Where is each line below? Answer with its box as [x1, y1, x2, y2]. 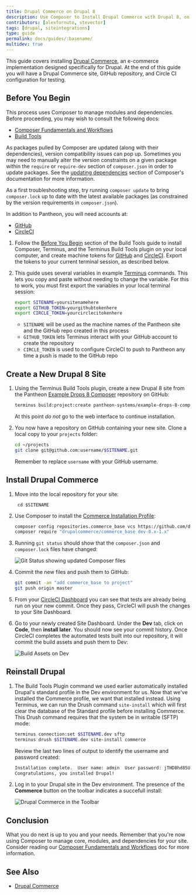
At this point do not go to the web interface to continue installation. [14, 413, 176, 420]
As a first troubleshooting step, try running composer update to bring [6, 186, 170, 194]
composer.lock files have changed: [14, 546, 98, 553]
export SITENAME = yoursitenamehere [14, 299, 99, 305]
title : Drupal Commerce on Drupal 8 [6, 8, 95, 15]
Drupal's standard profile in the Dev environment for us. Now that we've [14, 688, 188, 695]
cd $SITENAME [17, 502, 49, 508]
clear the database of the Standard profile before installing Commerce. [14, 707, 185, 714]
